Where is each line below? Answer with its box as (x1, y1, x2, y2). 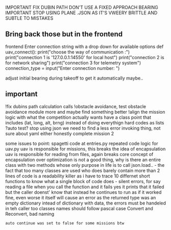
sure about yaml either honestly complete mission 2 (5, 130, 114, 137)
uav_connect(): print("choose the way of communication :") (5, 48, 130, 55)
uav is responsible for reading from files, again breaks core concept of (5, 151, 154, 157)
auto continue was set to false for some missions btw (5, 220, 125, 226)
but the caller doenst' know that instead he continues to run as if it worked (5, 189, 162, 195)
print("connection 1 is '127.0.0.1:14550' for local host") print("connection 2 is (5, 54, 164, 60)
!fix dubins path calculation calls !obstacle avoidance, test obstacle (5, 103, 146, 109)
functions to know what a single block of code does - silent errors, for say (5, 178, 161, 184)
